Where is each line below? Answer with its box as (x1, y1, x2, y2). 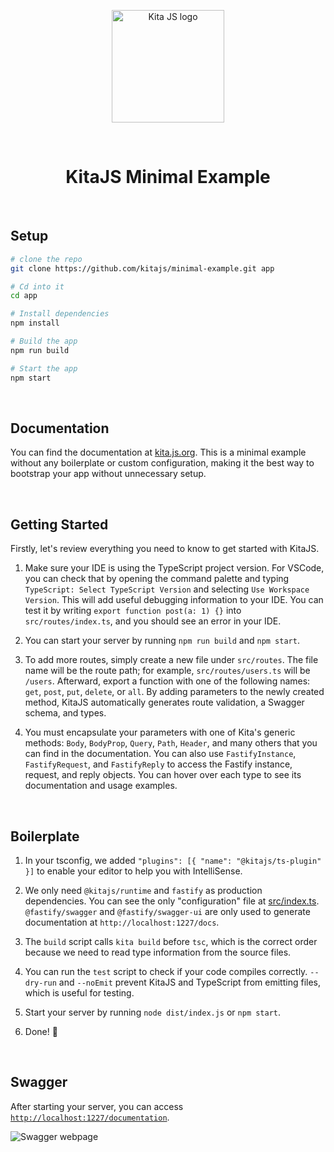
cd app (10, 291, 38, 301)
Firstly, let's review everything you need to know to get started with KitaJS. (10, 543, 320, 555)
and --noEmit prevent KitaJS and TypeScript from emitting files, (58, 976, 322, 988)
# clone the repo (10, 254, 83, 264)
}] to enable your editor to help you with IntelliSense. (24, 865, 243, 877)
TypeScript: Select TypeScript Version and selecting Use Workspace (24, 583, 310, 595)
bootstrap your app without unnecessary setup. (10, 468, 207, 480)
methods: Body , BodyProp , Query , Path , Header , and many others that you (24, 737, 318, 749)
